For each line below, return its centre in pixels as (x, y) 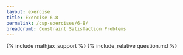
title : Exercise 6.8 (33, 18)
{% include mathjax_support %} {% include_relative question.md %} (92, 46)
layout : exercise (28, 12)
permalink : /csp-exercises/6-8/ (47, 23)
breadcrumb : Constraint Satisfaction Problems (66, 29)
